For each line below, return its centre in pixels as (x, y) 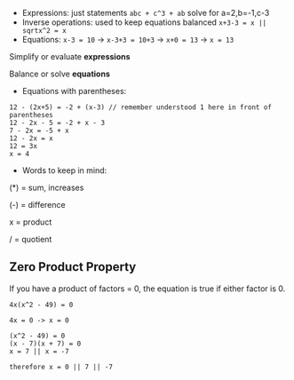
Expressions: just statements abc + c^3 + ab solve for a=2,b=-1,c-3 (146, 13)
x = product (31, 222)
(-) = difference (37, 205)
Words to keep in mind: (64, 170)
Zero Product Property (73, 267)
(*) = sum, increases (47, 187)
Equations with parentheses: (74, 91)
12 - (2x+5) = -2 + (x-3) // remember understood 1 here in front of (141, 107)
